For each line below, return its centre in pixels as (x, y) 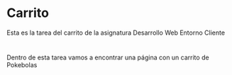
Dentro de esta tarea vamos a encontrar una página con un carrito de (108, 57)
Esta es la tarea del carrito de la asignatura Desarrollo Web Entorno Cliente (116, 33)
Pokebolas (22, 65)
